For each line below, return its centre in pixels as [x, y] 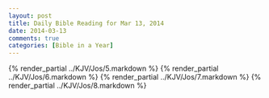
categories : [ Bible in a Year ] [61, 46]
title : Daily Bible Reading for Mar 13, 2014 [86, 23]
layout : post [30, 16]
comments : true [34, 38]
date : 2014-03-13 [38, 31]
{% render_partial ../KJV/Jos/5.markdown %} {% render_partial [113, 68]
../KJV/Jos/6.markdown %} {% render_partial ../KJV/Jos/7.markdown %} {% [135, 77]
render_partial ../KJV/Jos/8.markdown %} [78, 86]
